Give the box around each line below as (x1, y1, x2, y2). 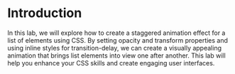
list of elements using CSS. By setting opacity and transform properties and (7, 36, 229, 44)
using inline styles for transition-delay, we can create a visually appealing (7, 43, 222, 52)
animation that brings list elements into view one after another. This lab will (7, 51, 226, 60)
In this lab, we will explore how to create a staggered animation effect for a (7, 28, 226, 37)
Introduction (7, 5, 82, 21)
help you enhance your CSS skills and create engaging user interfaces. (7, 58, 215, 67)
